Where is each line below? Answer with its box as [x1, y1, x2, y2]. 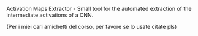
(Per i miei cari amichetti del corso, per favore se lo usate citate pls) [6, 23, 177, 30]
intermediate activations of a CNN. [6, 11, 94, 19]
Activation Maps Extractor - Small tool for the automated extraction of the [6, 5, 192, 12]
